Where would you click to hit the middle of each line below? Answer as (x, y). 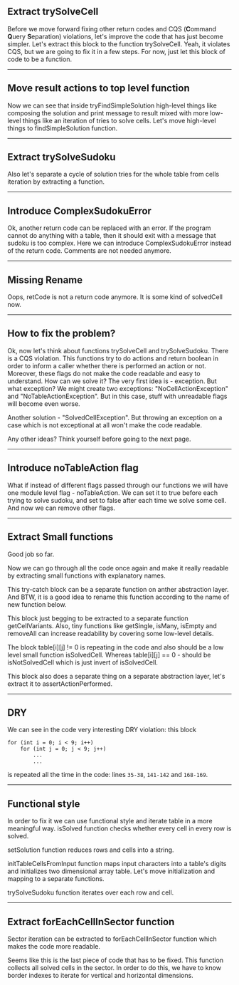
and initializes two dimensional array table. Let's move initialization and (111, 871)
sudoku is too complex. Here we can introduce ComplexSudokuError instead (119, 243)
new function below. (37, 604)
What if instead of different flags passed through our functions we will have (118, 485)
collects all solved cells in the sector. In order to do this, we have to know (115, 967)
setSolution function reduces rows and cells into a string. (91, 850)
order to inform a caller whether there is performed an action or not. (107, 365)
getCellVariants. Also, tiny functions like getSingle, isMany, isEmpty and (112, 625)
